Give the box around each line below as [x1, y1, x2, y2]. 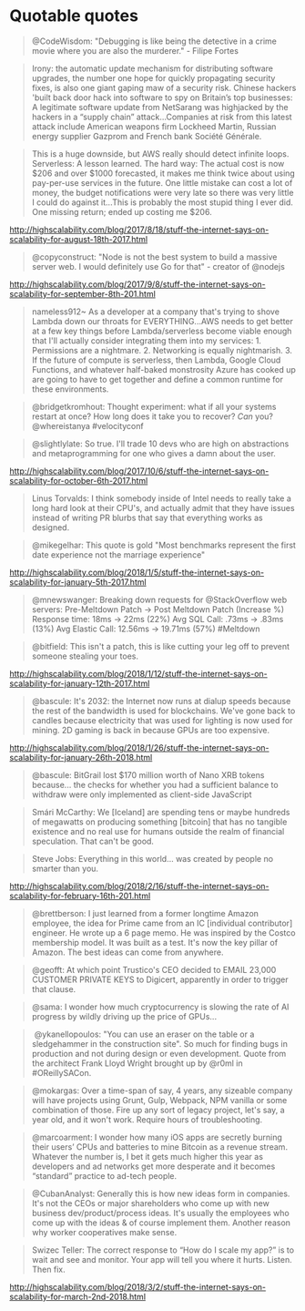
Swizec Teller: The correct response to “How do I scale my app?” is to [31, 1244, 294, 1255]
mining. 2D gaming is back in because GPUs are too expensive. [31, 724, 270, 735]
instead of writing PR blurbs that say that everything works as [31, 512, 263, 523]
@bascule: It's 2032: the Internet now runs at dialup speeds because [31, 695, 291, 706]
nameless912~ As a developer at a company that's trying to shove [31, 306, 280, 317]
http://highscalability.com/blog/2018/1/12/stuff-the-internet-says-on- [9, 668, 269, 679]
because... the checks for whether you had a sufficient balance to [31, 779, 280, 790]
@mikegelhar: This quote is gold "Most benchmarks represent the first [31, 539, 296, 550]
